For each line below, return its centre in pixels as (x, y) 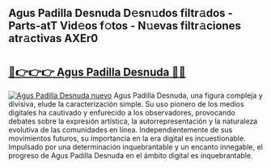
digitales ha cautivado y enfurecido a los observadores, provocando (122, 113)
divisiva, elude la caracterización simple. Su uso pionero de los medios (126, 104)
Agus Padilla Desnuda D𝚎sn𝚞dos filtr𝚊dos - (121, 13)
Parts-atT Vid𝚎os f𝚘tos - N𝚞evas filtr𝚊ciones (125, 26)
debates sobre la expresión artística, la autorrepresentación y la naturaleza (133, 121)
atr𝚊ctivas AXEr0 (53, 38)
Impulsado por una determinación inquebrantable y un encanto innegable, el (135, 147)
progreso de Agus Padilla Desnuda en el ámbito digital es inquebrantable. (131, 155)
